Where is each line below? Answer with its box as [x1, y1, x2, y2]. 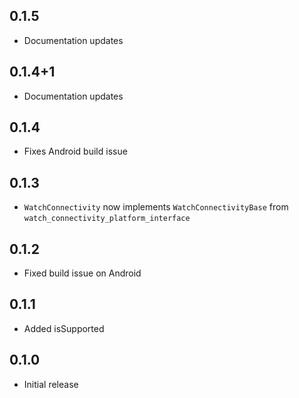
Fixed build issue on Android [23, 267, 142, 279]
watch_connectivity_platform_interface [23, 214, 191, 224]
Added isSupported [23, 322, 105, 334]
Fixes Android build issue [23, 145, 128, 158]
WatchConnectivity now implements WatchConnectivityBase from [23, 201, 289, 213]
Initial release [23, 378, 79, 390]
